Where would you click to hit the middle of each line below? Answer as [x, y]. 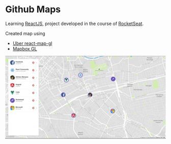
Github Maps [33, 9]
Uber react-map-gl [32, 43]
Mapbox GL [25, 49]
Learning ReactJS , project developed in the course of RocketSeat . [75, 23]
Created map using [25, 33]
